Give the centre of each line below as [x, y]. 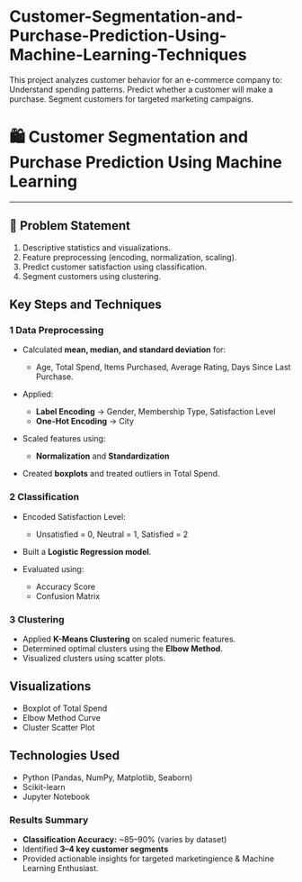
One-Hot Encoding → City [85, 422]
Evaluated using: [53, 568]
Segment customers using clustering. [92, 276]
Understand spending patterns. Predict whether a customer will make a [142, 89]
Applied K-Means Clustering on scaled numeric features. [129, 639]
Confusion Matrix [68, 596]
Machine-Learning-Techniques [128, 55]
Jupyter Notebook [56, 796]
